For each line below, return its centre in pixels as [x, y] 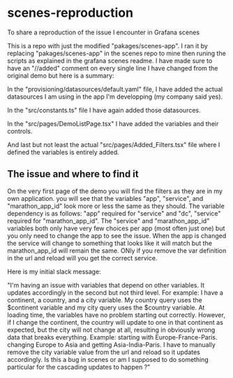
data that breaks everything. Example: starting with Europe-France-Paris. [112, 337]
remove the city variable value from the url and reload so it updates [104, 352]
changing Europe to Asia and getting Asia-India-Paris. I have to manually [112, 344]
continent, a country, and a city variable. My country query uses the [105, 300]
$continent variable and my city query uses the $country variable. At [106, 307]
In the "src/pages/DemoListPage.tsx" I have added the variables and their [113, 123]
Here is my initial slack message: [54, 272]
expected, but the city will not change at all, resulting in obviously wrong [111, 330]
